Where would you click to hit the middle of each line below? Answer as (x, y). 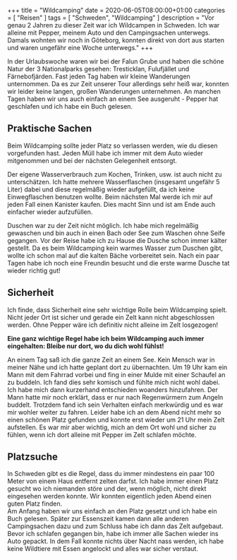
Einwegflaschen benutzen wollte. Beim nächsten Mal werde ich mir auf (110, 196)
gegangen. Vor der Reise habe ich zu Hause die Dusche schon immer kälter (117, 240)
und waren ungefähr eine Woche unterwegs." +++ (80, 48)
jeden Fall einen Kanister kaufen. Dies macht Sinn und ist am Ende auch (111, 204)
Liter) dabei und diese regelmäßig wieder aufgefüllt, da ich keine (101, 189)
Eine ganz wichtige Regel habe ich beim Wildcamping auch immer (106, 338)
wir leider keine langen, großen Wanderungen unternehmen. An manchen (114, 91)
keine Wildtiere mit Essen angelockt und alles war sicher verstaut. (103, 549)
